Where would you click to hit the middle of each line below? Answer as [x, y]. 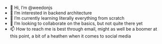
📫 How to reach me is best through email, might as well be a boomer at [83, 29]
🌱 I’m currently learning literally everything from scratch [67, 18]
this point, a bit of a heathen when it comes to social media [70, 36]
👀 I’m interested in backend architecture [51, 13]
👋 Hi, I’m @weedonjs [31, 8]
